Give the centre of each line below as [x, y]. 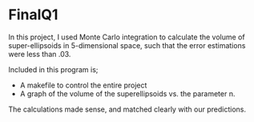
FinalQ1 [33, 15]
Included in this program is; [53, 69]
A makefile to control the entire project [83, 85]
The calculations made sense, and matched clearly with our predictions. [127, 109]
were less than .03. [40, 54]
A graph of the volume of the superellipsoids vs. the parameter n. [127, 93]
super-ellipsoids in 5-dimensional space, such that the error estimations [127, 45]
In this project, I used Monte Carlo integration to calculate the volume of [127, 37]
